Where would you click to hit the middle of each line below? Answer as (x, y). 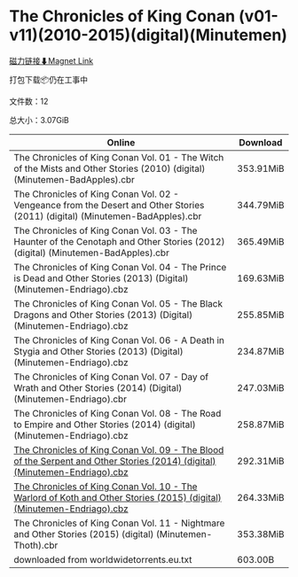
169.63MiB (261, 278)
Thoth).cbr (36, 545)
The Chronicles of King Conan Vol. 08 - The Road (118, 413)
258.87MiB (261, 425)
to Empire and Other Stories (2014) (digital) (105, 425)
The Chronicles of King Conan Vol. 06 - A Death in (119, 340)
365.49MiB (261, 241)
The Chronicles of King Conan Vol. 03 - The (106, 230)
